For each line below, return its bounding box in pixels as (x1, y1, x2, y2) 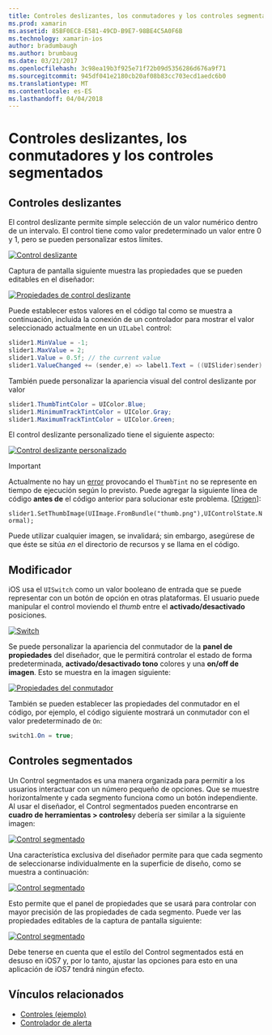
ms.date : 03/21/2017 (8, 57, 79, 66)
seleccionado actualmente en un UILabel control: (8, 323, 172, 333)
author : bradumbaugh (8, 42, 79, 50)
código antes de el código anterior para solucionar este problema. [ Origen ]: (8, 494, 261, 504)
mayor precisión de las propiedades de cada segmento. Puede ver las (8, 907, 241, 917)
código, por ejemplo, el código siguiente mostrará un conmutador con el (8, 707, 249, 717)
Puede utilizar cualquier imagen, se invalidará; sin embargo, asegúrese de (8, 531, 255, 541)
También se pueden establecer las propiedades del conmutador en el (8, 699, 240, 709)
